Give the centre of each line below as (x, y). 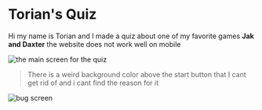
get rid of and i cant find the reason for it (93, 83)
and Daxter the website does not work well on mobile (95, 44)
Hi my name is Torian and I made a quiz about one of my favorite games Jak (131, 36)
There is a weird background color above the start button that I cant (137, 74)
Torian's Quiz (53, 14)
